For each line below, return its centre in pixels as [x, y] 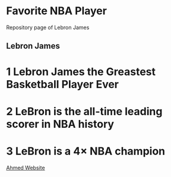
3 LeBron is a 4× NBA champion [86, 151]
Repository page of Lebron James [48, 27]
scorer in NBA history [60, 124]
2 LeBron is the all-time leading [84, 111]
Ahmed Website [26, 167]
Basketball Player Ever [63, 84]
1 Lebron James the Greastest [81, 72]
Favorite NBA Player [56, 11]
